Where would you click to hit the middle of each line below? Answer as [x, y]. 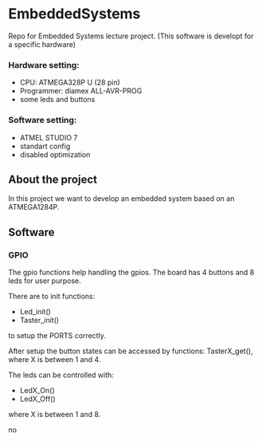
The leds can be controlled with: [61, 375]
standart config [45, 146]
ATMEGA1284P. [34, 207]
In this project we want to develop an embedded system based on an [121, 199]
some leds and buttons [57, 100]
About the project [53, 179]
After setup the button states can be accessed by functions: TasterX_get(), [131, 351]
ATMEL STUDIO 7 [49, 137]
